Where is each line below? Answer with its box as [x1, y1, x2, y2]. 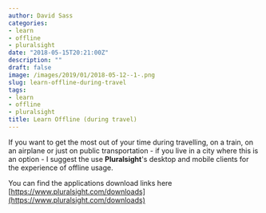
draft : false [8, 64, 52, 72]
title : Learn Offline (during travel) [8, 116, 137, 124]
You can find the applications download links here [8, 178, 173, 187]
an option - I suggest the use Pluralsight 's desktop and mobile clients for [8, 154, 249, 164]
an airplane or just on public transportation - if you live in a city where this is [8, 145, 259, 156]
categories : [8, 19, 48, 27]
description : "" [8, 57, 62, 65]
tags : [8, 85, 26, 94]
